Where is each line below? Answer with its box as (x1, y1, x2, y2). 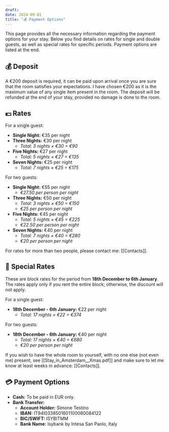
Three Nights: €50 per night (12, 195, 72, 201)
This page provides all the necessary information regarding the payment (5, 31, 155, 37)
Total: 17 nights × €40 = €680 (20, 336, 82, 342)
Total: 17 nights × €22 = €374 (20, 311, 82, 318)
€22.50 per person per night (20, 222, 79, 228)
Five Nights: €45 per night (12, 211, 68, 217)
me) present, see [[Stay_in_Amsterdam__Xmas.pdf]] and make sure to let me (5, 357, 164, 363)
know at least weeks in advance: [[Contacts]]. (5, 363, 101, 369)
